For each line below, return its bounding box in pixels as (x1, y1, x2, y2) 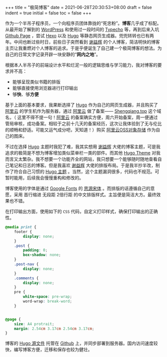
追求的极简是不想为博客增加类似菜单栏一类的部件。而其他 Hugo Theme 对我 (5, 150, 161, 156)
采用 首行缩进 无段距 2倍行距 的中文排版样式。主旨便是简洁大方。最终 (13, 191, 157, 197)
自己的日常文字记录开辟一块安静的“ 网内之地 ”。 (5, 51, 101, 57)
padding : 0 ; (23, 248, 48, 253)
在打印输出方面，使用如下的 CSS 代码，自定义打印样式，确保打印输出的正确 (5, 208, 158, 214)
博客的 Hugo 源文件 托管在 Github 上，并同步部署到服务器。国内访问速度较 (5, 341, 158, 347)
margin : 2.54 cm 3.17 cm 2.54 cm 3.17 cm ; (14, 326, 94, 331)
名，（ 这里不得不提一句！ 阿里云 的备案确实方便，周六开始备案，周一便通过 (5, 114, 158, 120)
